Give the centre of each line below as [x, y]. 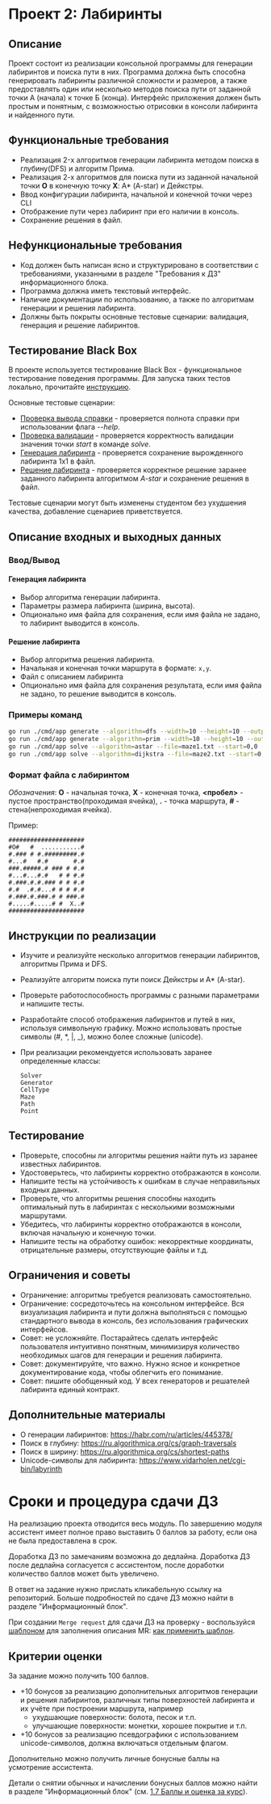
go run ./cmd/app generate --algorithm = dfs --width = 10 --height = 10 [124, 732]
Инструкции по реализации [82, 936]
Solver [31, 1076]
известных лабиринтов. [61, 1164]
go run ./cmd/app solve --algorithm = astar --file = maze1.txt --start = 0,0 [133, 747]
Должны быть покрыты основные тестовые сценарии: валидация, [134, 316]
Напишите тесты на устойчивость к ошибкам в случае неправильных [140, 1181]
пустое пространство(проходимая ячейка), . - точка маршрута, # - [124, 801]
